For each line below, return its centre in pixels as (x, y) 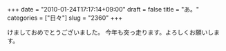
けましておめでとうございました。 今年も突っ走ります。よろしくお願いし (111, 32)
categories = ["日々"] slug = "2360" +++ (65, 18)
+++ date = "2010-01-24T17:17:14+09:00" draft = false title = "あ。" (103, 9)
